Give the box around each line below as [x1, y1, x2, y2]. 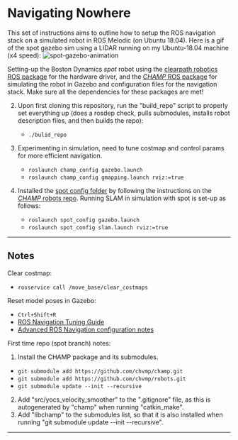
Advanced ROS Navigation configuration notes [17, 325, 154, 334]
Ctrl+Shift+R [17, 311, 57, 319]
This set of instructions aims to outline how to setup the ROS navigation [7, 28, 216, 37]
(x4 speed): [7, 51, 41, 60]
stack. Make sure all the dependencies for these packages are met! [7, 87, 204, 96]
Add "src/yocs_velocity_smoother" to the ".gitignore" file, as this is [17, 395, 211, 404]
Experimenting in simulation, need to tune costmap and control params [17, 143, 225, 152]
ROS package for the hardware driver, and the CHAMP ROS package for [7, 72, 217, 81]
